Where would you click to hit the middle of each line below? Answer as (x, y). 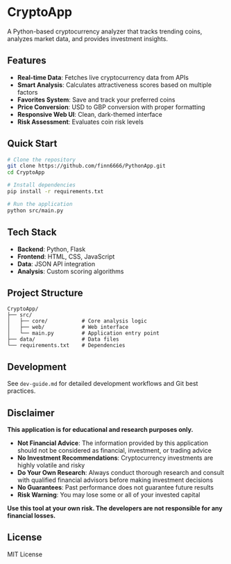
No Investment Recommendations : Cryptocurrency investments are (115, 458)
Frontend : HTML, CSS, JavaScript (66, 256)
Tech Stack (32, 233)
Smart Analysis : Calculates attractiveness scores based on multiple (114, 85)
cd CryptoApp (26, 172)
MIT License (25, 554)
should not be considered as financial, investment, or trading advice (114, 450)
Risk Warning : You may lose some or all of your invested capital (109, 494)
